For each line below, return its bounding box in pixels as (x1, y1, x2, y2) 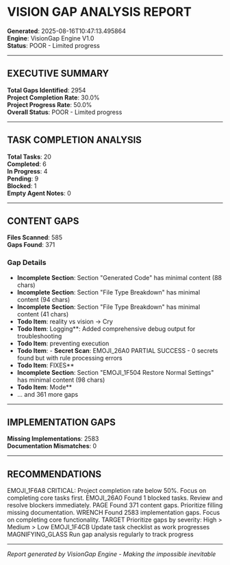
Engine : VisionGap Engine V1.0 (7, 34, 94, 42)
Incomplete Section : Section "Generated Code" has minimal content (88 (16, 273, 222, 281)
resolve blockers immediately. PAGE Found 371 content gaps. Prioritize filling (7, 501, 223, 509)
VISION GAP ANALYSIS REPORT (7, 4, 192, 20)
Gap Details (7, 258, 47, 268)
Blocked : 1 (7, 181, 37, 189)
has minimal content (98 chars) (16, 376, 105, 384)
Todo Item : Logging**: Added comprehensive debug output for (16, 324, 196, 333)
